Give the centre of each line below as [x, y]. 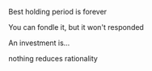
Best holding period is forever [58, 12]
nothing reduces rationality [53, 58]
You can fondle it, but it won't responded [76, 27]
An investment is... [39, 43]
